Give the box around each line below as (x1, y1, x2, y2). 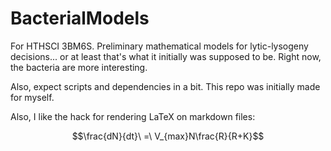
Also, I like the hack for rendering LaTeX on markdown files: (10, 110, 256, 122)
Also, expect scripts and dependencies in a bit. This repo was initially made (10, 80, 321, 92)
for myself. (10, 91, 55, 103)
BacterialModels (10, 7, 150, 30)
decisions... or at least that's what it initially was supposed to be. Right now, (10, 50, 322, 62)
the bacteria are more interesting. (10, 61, 148, 73)
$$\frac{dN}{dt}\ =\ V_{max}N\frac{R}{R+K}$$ (71, 130, 265, 142)
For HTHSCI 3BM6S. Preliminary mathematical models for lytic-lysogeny (10, 40, 309, 52)
